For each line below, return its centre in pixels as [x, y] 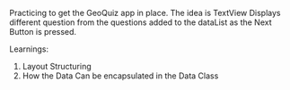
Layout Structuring [57, 66]
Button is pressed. [43, 32]
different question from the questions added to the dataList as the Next [141, 22]
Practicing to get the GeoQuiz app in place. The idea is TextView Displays [145, 13]
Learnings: [29, 49]
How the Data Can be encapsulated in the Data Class [120, 76]
